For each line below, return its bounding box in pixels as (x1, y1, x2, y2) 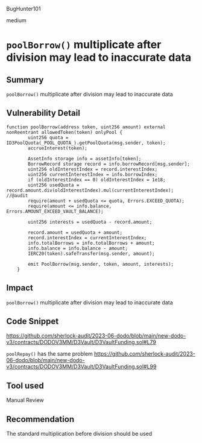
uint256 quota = (28, 134, 69, 140)
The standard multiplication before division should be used (6, 430, 153, 438)
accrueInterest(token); (28, 145, 87, 151)
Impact (6, 283, 33, 293)
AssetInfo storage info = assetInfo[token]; (28, 156, 142, 162)
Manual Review (6, 397, 44, 404)
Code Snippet (6, 316, 59, 327)
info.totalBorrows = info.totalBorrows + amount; (28, 240, 155, 246)
